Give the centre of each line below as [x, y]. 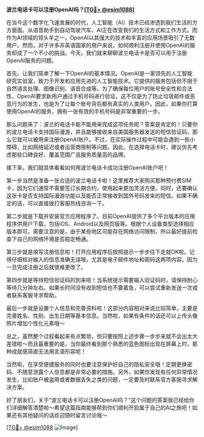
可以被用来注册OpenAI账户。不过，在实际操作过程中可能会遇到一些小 [109, 139]
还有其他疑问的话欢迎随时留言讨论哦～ [59, 415]
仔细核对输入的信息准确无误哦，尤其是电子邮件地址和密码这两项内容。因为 [104, 260]
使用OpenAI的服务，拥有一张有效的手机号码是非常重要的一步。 [85, 111]
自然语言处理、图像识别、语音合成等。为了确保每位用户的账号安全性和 [94, 88]
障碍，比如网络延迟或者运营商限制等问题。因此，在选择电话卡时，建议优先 [99, 147]
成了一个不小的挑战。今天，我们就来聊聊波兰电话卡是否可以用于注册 [102, 53]
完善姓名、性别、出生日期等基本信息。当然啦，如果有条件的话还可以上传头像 [102, 316]
